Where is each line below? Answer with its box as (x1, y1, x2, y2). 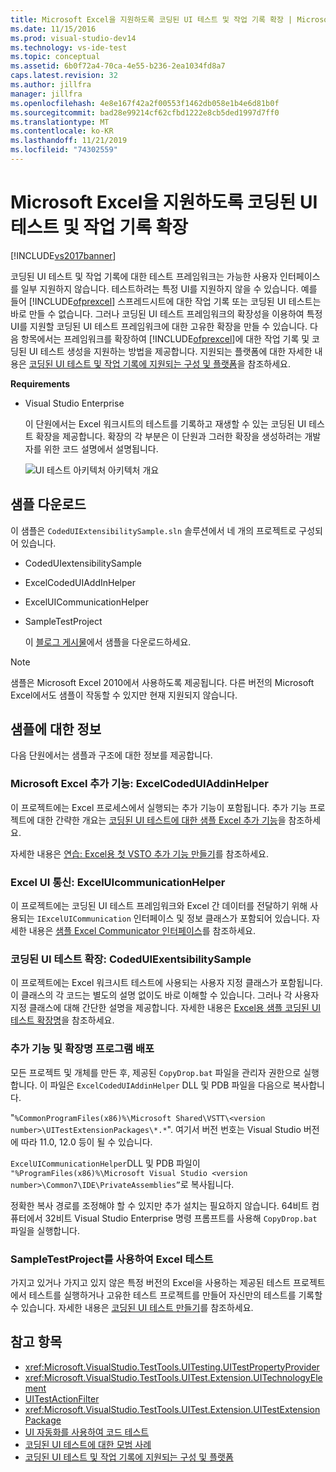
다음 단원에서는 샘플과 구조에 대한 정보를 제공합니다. (10, 749, 213, 761)
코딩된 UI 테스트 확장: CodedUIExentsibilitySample (10, 952, 252, 966)
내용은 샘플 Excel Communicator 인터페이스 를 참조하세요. (28, 925, 257, 937)
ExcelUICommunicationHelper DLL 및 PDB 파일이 (10, 1157, 201, 1169)
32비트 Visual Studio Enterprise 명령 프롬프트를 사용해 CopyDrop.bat (44, 1212, 318, 1224)
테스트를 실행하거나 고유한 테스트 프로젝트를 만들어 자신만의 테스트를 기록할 (28, 1289, 323, 1301)
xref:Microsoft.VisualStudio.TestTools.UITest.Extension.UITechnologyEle (24, 1371, 323, 1383)
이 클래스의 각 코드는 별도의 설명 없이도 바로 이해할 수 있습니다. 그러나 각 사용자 (10, 989, 320, 1001)
